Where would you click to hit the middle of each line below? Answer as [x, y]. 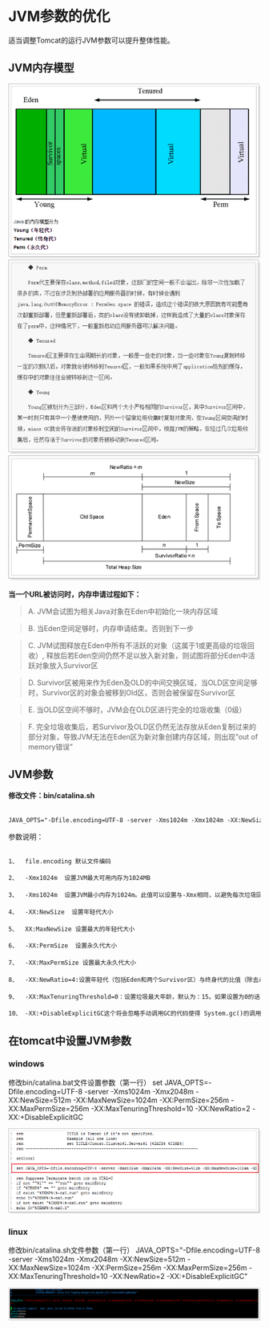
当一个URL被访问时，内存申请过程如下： [75, 594]
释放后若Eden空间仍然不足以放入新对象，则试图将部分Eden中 [147, 656]
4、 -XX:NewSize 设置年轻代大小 [61, 912]
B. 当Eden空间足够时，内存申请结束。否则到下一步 [111, 629]
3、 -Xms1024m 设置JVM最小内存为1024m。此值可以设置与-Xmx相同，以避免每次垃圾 [132, 895]
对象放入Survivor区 [66, 666]
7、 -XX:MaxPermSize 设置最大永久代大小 [72, 963]
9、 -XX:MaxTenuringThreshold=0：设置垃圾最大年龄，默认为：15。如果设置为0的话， [137, 996]
